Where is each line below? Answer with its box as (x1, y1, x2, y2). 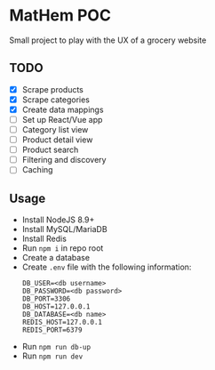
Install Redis (21, 233, 67, 245)
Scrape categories (21, 94, 91, 105)
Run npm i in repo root (21, 243, 104, 253)
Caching (21, 165, 53, 175)
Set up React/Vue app (21, 114, 103, 125)
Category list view (21, 125, 89, 134)
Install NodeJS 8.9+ (21, 214, 95, 225)
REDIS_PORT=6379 (21, 326, 83, 334)
